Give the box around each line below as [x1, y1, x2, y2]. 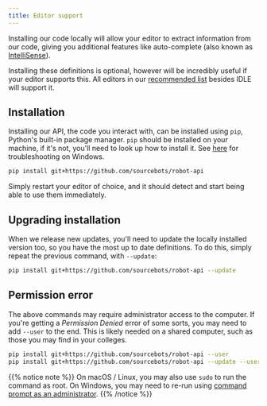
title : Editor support [8, 11, 83, 20]
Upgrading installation [8, 213, 121, 226]
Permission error [8, 288, 94, 302]
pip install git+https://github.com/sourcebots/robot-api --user [8, 350, 229, 358]
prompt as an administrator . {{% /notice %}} [8, 389, 153, 398]
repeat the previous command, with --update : [8, 251, 157, 261]
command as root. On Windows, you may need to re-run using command [8, 381, 247, 390]
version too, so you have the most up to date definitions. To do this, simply [8, 243, 252, 253]
